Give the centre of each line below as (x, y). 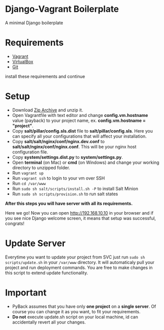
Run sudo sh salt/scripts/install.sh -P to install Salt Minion (75, 188)
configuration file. (30, 152)
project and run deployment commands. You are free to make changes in (79, 267)
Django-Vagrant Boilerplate (62, 9)
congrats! (15, 223)
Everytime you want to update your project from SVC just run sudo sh (75, 257)
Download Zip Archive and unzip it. (48, 110)
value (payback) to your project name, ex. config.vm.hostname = (79, 120)
